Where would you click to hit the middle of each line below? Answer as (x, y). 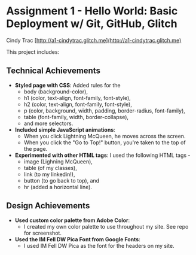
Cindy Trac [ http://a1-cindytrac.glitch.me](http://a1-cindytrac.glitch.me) (94, 40)
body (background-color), (56, 92)
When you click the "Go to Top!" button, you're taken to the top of (105, 142)
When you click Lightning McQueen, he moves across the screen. (105, 136)
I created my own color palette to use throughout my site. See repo (106, 226)
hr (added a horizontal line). (58, 187)
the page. (36, 148)
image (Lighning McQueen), (58, 161)
